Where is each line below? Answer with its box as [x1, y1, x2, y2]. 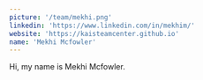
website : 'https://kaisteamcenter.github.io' [9, 29, 179, 38]
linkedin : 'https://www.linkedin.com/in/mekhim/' [9, 21, 196, 30]
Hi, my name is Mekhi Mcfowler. [9, 62, 125, 72]
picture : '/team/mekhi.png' [9, 12, 113, 22]
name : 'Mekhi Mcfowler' [9, 37, 97, 47]
